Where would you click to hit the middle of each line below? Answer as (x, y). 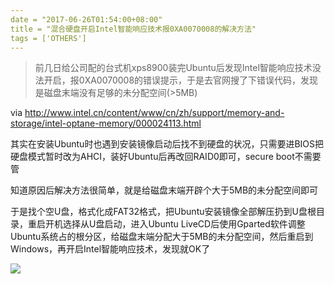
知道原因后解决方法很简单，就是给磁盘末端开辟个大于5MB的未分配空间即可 (164, 190)
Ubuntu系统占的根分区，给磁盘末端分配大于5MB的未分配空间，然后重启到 (162, 237)
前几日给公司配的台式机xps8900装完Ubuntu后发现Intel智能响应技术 (173, 68)
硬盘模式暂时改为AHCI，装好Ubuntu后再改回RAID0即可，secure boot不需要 (166, 157)
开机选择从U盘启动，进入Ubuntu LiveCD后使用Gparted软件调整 (175, 224)
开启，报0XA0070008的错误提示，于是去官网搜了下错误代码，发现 (181, 80)
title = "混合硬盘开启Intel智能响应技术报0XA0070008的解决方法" (133, 29)
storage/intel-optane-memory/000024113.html (106, 123)
